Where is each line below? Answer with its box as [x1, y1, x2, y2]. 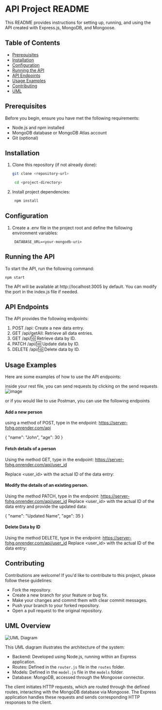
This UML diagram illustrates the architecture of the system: [5, 644, 125, 650]
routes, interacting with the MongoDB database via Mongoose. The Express [5, 689, 157, 695]
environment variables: [12, 230, 58, 236]
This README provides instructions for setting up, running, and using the [5, 19, 151, 25]
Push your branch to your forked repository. [12, 602, 100, 608]
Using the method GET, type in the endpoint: [5, 457, 94, 462]
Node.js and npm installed [12, 124, 65, 130]
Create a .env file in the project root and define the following [12, 225, 132, 230]
